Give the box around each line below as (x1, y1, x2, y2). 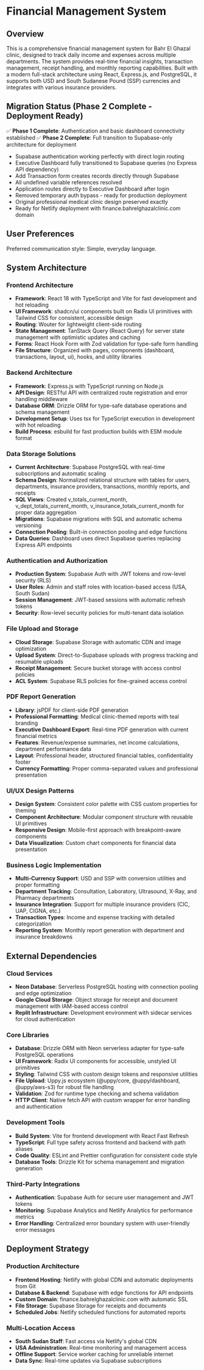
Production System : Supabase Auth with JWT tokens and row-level (15, 570, 186, 578)
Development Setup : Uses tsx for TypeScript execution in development (15, 415, 195, 422)
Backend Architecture (6, 368, 73, 377)
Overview (6, 29, 44, 39)
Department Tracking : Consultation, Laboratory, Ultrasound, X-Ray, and (15, 888, 197, 895)
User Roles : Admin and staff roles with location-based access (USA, (15, 583, 187, 590)
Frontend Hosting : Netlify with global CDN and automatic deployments (15, 1276, 194, 1283)
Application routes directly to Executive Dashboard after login (15, 185, 169, 192)
